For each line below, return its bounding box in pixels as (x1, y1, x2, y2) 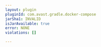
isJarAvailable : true (5, 21, 50, 26)
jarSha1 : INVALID (5, 16, 41, 21)
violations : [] (5, 30, 37, 35)
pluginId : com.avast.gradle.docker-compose (5, 12, 97, 17)
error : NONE (5, 26, 30, 31)
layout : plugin (5, 7, 37, 12)
